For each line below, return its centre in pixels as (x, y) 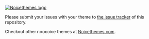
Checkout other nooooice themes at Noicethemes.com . (60, 31)
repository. (16, 22)
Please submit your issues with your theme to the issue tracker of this (75, 17)
